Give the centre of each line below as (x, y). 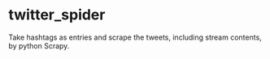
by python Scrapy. (39, 45)
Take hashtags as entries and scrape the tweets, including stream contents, (135, 37)
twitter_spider (57, 15)
